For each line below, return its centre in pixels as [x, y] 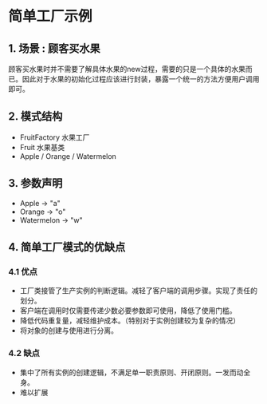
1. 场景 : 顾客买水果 [55, 48]
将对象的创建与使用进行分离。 [69, 331]
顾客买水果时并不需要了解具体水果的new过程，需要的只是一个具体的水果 [127, 69]
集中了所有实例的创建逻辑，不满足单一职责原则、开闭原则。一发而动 [132, 372]
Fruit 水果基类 [42, 147]
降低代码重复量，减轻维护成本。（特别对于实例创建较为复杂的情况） [130, 321]
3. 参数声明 [35, 183]
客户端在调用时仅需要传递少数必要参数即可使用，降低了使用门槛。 [128, 311]
